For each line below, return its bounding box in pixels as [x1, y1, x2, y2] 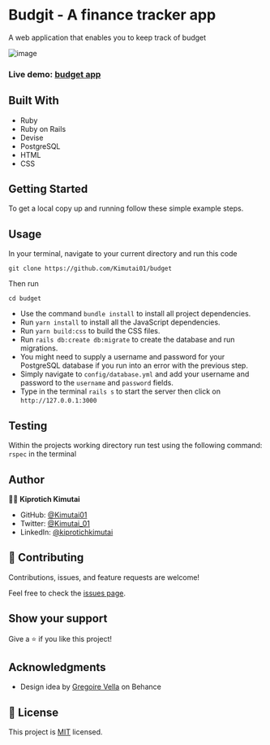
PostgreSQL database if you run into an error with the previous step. [19, 360, 249, 371]
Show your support [8, 612, 108, 625]
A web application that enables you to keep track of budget [8, 33, 207, 42]
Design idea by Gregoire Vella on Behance [19, 682, 162, 692]
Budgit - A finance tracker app [8, 6, 216, 24]
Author [8, 473, 45, 486]
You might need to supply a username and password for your [19, 352, 225, 362]
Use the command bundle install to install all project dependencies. [19, 309, 251, 319]
